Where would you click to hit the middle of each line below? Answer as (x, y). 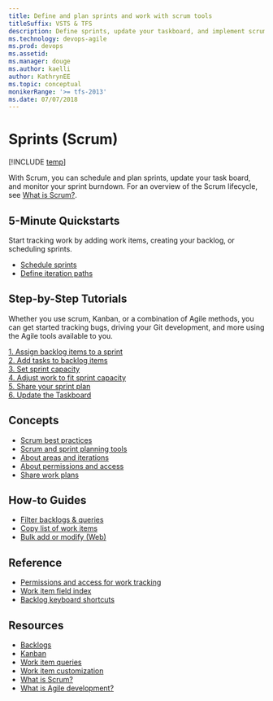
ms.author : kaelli (39, 69)
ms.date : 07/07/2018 (43, 99)
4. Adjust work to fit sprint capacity (67, 377)
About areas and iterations (65, 458)
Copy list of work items (59, 528)
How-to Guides (48, 500)
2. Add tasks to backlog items (58, 360)
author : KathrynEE (39, 77)
